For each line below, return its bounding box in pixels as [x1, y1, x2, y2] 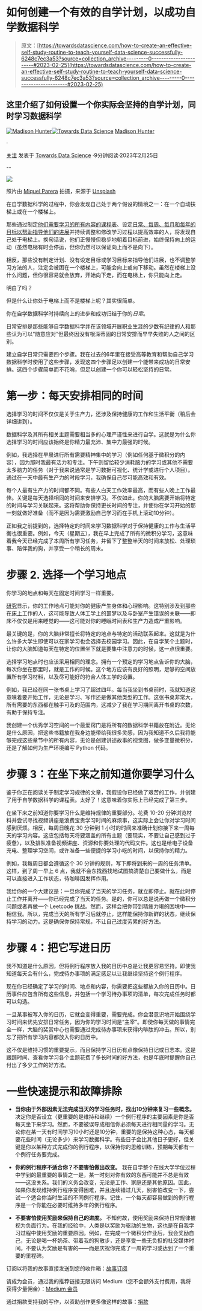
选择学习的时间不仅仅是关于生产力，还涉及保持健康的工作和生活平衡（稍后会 [6, 410, 196, 417]
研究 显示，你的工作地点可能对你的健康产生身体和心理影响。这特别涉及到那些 [6, 602, 196, 609]
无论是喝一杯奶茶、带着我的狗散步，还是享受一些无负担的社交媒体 [25, 1237, 189, 1245]
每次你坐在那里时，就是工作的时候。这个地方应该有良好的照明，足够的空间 [6, 665, 191, 672]
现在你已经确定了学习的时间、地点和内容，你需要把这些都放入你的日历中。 [6, 982, 191, 990]
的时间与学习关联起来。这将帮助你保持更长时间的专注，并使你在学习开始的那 [6, 501, 196, 509]
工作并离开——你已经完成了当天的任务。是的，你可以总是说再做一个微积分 [11, 895, 196, 902]
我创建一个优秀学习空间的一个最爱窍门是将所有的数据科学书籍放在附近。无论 [6, 721, 196, 729]
